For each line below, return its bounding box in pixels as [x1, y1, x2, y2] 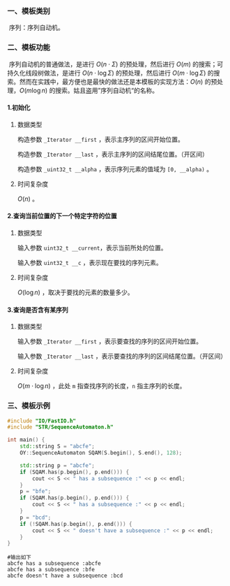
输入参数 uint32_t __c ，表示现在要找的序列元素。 [17, 259, 162, 266]
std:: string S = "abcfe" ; [20, 443, 95, 450]
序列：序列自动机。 [8, 23, 64, 32]
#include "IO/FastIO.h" [7, 417, 77, 424]
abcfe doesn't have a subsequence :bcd [7, 572, 123, 580]
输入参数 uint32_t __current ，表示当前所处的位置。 [17, 243, 167, 252]
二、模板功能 [7, 43, 51, 52]
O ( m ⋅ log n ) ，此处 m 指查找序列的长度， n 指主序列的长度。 [17, 382, 186, 390]
